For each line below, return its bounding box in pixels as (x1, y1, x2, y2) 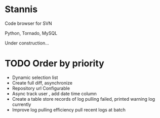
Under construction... (5, 40, 49, 46)
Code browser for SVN (5, 20, 52, 26)
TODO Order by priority (5, 58, 104, 69)
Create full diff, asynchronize (12, 80, 73, 86)
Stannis (5, 4, 38, 15)
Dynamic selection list (12, 74, 58, 81)
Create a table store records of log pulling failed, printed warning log (12, 96, 155, 102)
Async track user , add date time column (12, 90, 97, 97)
